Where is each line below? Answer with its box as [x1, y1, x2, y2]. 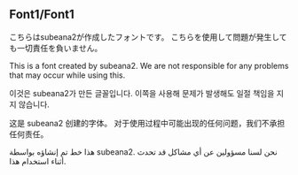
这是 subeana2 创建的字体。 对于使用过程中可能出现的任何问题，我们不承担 [9, 118, 286, 128]
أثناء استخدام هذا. [9, 156, 67, 166]
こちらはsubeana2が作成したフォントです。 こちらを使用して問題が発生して [9, 31, 287, 42]
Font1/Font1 [9, 7, 74, 22]
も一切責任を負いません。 [9, 42, 103, 53]
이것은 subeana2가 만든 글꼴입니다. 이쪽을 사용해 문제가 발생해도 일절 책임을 [9, 87, 275, 98]
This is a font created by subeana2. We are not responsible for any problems [9, 60, 289, 71]
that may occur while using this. [9, 70, 126, 80]
